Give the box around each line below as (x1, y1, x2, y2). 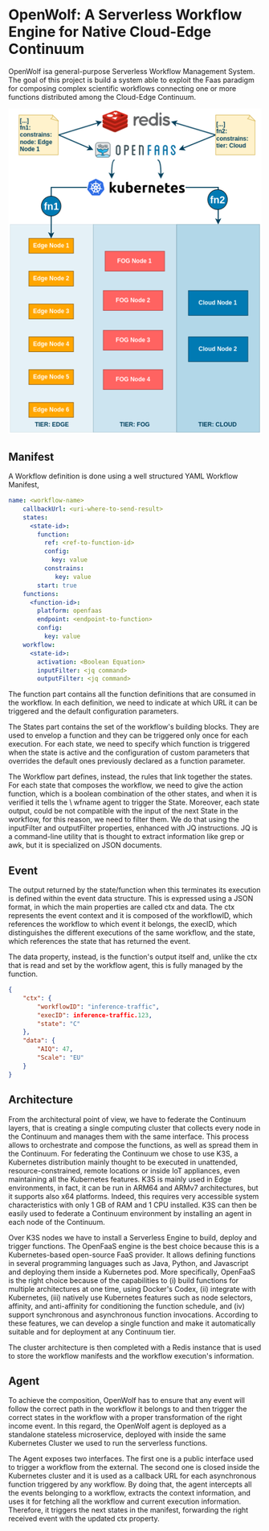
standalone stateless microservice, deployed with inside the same (8, 1430, 226, 1439)
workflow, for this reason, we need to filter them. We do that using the (8, 815, 239, 825)
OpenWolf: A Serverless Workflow (8, 6, 243, 24)
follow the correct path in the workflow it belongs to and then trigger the (8, 1404, 247, 1414)
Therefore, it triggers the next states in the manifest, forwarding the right (8, 1505, 249, 1515)
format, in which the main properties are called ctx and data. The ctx (8, 902, 235, 912)
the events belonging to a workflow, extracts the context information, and (8, 1488, 251, 1498)
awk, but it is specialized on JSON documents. (8, 840, 162, 850)
